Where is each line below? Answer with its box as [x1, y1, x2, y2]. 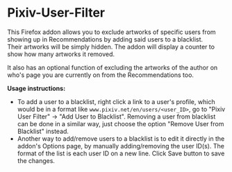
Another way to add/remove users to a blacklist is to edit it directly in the [17, 134, 225, 143]
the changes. [17, 156, 56, 164]
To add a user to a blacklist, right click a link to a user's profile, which [17, 97, 215, 105]
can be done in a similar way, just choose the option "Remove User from [17, 119, 224, 128]
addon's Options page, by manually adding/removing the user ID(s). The [17, 141, 224, 150]
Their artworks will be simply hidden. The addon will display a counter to [7, 42, 215, 51]
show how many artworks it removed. [7, 50, 115, 58]
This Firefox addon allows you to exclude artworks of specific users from [7, 28, 217, 36]
